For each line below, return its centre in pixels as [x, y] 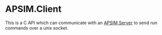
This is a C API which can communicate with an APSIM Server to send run [81, 23]
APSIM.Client [33, 9]
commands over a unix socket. [37, 28]
